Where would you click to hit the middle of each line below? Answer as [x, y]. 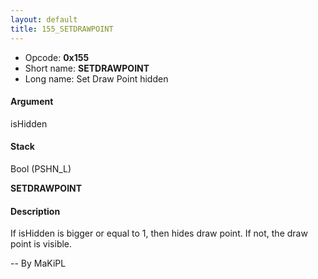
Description [35, 211]
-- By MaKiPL [38, 263]
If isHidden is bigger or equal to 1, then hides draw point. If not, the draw [159, 233]
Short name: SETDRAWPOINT [87, 68]
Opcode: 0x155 [57, 57]
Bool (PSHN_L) [41, 168]
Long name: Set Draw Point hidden [96, 78]
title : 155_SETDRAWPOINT [62, 29]
